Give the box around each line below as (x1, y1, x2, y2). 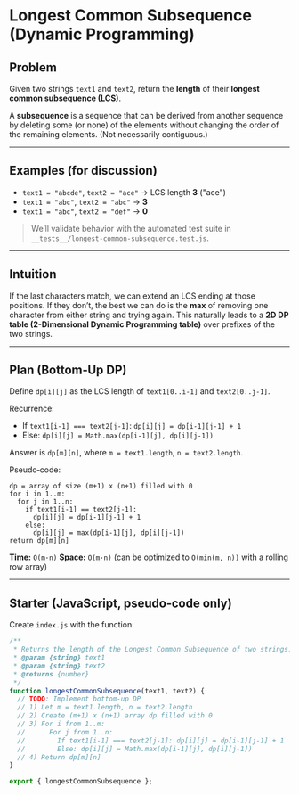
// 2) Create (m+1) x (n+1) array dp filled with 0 (17, 711, 214, 720)
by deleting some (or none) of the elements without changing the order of (9, 119, 279, 130)
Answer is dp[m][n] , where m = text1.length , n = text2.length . (9, 447, 244, 458)
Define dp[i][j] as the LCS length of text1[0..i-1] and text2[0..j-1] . (9, 386, 271, 397)
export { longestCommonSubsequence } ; (9, 777, 153, 786)
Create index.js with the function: (9, 619, 135, 630)
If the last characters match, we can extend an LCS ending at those (9, 291, 256, 301)
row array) (9, 561, 47, 572)
